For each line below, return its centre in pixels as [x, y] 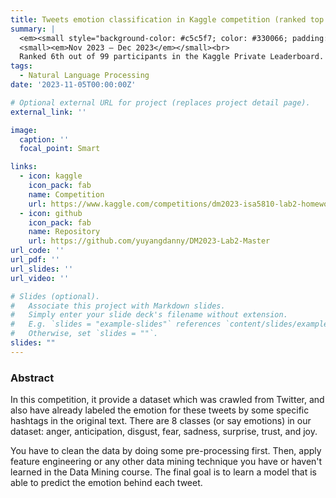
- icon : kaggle [51, 176]
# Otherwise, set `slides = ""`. [84, 334]
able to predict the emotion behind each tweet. [106, 483]
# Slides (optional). [55, 296]
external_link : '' [48, 112]
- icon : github [51, 213]
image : [24, 130]
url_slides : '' [42, 269]
